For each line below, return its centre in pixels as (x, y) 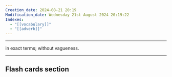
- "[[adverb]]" (26, 29)
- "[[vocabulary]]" (31, 24)
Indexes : (15, 19)
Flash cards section (37, 69)
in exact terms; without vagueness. (42, 48)
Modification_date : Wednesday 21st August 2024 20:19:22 (67, 15)
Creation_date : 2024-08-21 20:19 (41, 10)
